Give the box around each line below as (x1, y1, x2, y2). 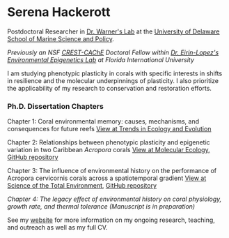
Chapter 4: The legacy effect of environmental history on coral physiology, (7, 195, 222, 203)
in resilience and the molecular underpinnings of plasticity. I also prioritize (7, 76, 219, 84)
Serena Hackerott (7, 4, 111, 20)
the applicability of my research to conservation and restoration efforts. (7, 84, 212, 92)
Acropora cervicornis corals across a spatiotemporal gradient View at (7, 174, 207, 182)
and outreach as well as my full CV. (7, 223, 108, 232)
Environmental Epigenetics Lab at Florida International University (7, 55, 195, 64)
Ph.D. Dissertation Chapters (7, 101, 104, 111)
